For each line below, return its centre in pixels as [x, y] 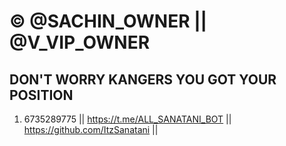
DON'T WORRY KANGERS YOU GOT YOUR [143, 79]
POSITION [41, 95]
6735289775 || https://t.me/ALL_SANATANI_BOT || [127, 119]
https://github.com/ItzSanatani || [91, 129]
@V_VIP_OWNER [80, 42]
